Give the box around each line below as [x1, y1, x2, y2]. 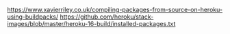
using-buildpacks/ [7, 13, 59, 21]
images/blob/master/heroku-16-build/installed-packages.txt [7, 20, 176, 27]
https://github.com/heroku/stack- [60, 13, 154, 21]
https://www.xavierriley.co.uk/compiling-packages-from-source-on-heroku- [7, 6, 223, 13]
